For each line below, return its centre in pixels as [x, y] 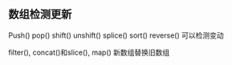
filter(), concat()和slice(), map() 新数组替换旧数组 [89, 52]
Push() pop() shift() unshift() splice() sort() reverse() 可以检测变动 [116, 35]
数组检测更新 [40, 14]
